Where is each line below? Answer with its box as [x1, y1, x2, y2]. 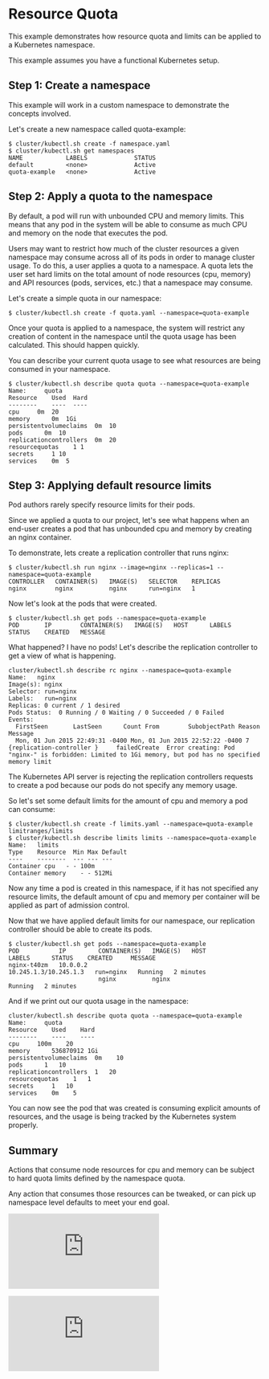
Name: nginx [8, 674, 56, 682]
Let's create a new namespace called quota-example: [8, 124, 186, 133]
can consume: [8, 805, 55, 814]
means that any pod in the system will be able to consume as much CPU [8, 219, 247, 229]
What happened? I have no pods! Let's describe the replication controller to [8, 643, 259, 652]
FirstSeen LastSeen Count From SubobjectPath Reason [15, 723, 261, 731]
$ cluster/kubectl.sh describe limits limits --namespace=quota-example [8, 834, 257, 842]
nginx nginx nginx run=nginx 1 [8, 585, 196, 593]
